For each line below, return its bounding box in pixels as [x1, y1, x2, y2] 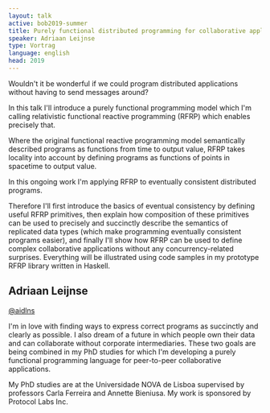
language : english [8, 49, 70, 57]
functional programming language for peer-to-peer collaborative [8, 355, 222, 365]
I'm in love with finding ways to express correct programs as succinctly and [8, 321, 259, 331]
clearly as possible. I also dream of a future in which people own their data [8, 329, 256, 339]
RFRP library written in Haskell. [8, 261, 111, 271]
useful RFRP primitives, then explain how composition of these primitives [8, 209, 249, 219]
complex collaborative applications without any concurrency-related [8, 243, 235, 254]
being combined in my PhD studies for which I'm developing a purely [8, 347, 236, 357]
